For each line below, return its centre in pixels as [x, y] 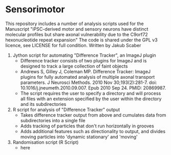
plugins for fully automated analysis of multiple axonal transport [88, 77]
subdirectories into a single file [53, 120]
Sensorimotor [35, 9]
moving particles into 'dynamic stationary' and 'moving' [79, 137]
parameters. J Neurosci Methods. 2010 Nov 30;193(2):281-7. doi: [89, 82]
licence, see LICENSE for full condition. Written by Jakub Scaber [73, 45]
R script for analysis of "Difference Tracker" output [66, 109]
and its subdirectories [43, 104]
